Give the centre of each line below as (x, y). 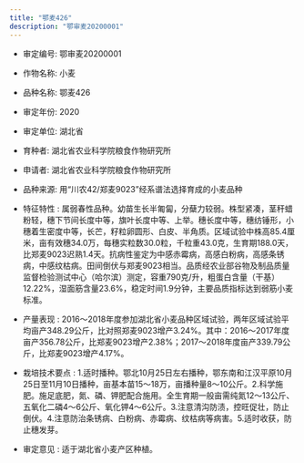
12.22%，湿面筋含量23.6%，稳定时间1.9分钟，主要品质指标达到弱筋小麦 (158, 288)
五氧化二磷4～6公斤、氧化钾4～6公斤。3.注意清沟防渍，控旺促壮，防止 (156, 406)
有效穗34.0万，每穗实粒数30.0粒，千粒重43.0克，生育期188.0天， (170, 242)
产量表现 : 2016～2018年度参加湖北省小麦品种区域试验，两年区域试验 (152, 319)
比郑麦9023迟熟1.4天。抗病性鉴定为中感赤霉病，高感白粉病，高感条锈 (153, 254)
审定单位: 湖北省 (53, 131)
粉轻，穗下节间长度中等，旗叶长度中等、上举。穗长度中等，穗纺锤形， (154, 220)
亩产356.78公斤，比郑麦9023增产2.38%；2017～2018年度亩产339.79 (152, 342)
